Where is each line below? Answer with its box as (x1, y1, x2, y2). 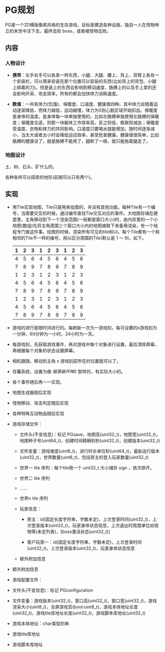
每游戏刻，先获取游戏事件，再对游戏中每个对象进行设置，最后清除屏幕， (12, 341, 159, 347)
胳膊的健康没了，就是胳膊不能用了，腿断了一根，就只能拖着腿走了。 (12, 138, 151, 144)
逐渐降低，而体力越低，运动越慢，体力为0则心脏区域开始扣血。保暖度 (16, 107, 158, 113)
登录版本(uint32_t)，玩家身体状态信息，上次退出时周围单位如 (31, 522, 155, 528)
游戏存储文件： (12, 421, 43, 427)
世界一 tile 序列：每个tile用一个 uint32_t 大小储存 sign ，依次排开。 (19, 464, 155, 470)
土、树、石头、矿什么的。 (5, 163, 57, 169)
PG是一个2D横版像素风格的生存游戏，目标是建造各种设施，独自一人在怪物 (5, 22, 155, 28)
